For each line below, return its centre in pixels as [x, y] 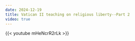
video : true [18, 19]
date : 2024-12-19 [24, 10]
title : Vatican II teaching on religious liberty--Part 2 [67, 14]
